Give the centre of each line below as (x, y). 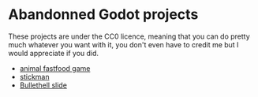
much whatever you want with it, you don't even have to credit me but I (123, 44)
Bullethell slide (43, 85)
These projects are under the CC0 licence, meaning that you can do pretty (129, 36)
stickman (34, 76)
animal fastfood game (55, 68)
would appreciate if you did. (54, 53)
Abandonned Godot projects (103, 15)
